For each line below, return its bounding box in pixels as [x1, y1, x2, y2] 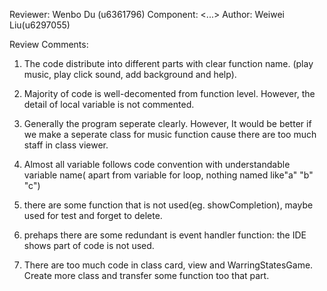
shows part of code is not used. [23, 240, 155, 251]
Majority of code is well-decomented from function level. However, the [23, 88, 316, 99]
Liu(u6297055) [9, 19, 71, 31]
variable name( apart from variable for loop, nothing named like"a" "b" [23, 169, 314, 181]
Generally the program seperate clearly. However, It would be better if [23, 118, 312, 129]
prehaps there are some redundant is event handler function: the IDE [23, 229, 307, 241]
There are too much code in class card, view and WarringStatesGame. [23, 259, 314, 271]
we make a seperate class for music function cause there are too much [23, 129, 317, 140]
